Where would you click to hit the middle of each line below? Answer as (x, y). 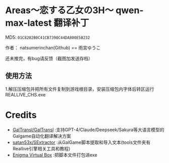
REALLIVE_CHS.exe (25, 94)
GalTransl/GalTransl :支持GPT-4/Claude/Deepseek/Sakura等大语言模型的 (88, 130)
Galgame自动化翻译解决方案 (42, 136)
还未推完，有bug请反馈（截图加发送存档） (49, 58)
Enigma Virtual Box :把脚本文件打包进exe (55, 155)
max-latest (29, 23)
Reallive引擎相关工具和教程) (41, 148)
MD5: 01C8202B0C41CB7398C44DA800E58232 (48, 37)
